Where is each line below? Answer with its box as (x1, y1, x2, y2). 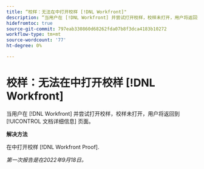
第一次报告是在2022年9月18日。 (6, 156, 87, 164)
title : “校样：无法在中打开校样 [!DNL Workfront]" (6, 8, 127, 15)
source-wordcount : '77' (6, 37, 67, 43)
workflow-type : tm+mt (6, 31, 61, 38)
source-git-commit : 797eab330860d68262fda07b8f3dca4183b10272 (6, 25, 167, 32)
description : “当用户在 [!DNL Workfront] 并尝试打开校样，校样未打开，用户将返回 (6, 15, 197, 21)
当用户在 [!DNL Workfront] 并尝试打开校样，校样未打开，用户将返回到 (6, 110, 180, 117)
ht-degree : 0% (6, 43, 42, 49)
